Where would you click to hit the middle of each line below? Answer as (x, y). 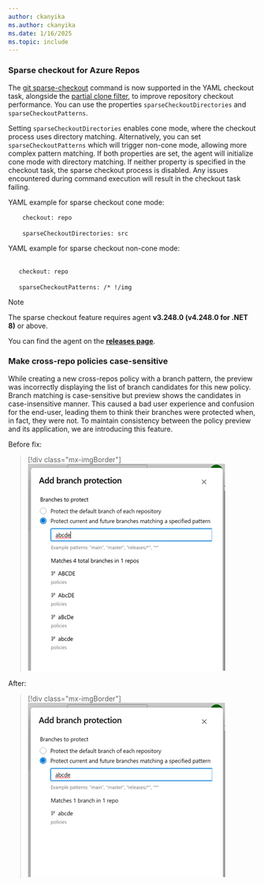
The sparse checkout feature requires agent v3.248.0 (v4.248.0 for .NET (128, 317)
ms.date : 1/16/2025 (40, 33)
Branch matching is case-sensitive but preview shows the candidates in (125, 395)
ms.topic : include (38, 42)
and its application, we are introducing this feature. (91, 429)
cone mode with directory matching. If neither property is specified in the (127, 161)
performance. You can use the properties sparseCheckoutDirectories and (127, 104)
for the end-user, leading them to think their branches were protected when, (132, 412)
